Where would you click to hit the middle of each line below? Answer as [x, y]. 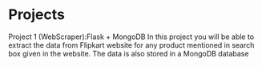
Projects [37, 15]
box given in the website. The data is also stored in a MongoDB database [129, 53]
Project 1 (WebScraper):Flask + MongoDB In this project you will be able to [131, 37]
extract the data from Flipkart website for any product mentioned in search [131, 45]
